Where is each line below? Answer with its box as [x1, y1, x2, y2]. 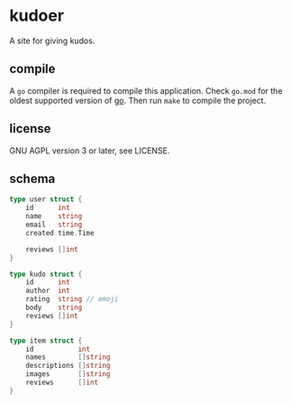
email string [25, 220, 83, 229]
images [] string [25, 370, 111, 379]
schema [9, 170, 56, 186]
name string [25, 212, 83, 221]
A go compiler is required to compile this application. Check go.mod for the [9, 85, 283, 96]
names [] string [25, 353, 111, 362]
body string [25, 303, 83, 312]
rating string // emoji [25, 295, 119, 304]
